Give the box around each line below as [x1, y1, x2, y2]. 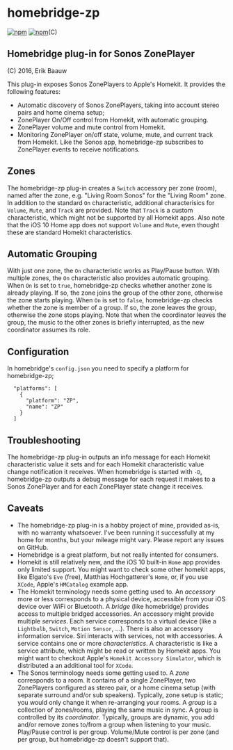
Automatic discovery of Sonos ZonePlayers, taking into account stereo [17, 101, 220, 109]
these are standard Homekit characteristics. [7, 228, 133, 236]
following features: [7, 87, 61, 95]
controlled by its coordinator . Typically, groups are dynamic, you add [17, 712, 215, 721]
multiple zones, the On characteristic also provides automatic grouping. [7, 274, 210, 282]
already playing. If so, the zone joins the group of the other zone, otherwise [7, 288, 223, 297]
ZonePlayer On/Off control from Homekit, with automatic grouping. [17, 115, 209, 124]
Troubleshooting [7, 434, 81, 446]
